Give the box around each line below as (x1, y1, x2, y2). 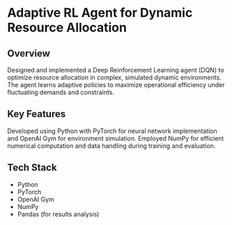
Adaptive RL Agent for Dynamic (7, 5, 193, 21)
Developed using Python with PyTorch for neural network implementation (7, 127, 217, 135)
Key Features (7, 108, 66, 120)
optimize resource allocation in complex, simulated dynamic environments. (7, 73, 222, 82)
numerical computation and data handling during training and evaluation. (7, 141, 216, 150)
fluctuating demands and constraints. (7, 88, 115, 96)
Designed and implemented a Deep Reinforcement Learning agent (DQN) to (7, 66, 224, 74)
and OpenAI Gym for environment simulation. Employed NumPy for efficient (7, 134, 224, 142)
